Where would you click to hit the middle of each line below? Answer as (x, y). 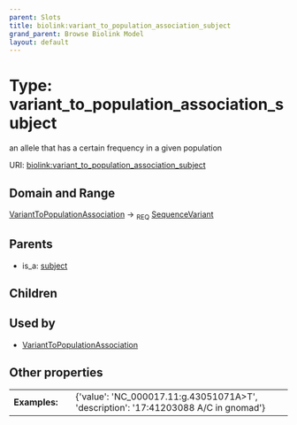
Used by (32, 324)
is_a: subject (45, 266)
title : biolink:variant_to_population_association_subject (120, 26)
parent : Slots (35, 17)
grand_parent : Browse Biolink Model (76, 34)
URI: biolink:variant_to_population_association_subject (107, 166)
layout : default (39, 42)
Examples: (36, 402)
